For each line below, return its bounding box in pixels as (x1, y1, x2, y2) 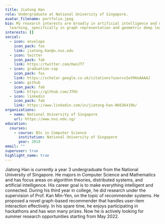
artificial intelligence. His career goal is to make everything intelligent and (5, 182, 154, 188)
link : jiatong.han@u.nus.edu (14, 48, 74, 53)
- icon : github (9, 80, 41, 85)
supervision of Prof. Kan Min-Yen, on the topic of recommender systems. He (5, 192, 160, 199)
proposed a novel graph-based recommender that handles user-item (5, 198, 144, 203)
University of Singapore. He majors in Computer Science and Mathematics (5, 172, 156, 177)
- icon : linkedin (9, 94, 45, 99)
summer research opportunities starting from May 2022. (5, 213, 119, 219)
